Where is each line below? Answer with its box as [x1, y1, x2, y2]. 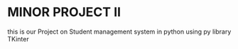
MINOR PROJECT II [7, 4, 121, 20]
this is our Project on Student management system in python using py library [7, 27, 232, 36]
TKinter [7, 34, 30, 43]
